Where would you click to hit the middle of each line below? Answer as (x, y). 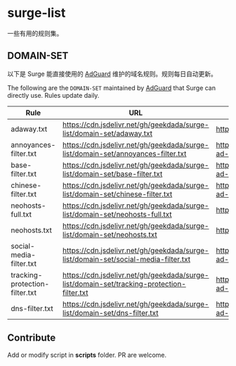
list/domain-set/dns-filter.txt (111, 313)
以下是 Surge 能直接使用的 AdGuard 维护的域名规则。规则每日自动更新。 (112, 74)
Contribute (32, 338)
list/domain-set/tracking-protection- (124, 284)
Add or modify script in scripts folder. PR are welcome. (87, 355)
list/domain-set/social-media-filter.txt (126, 259)
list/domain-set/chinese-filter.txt (117, 194)
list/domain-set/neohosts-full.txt (117, 214)
